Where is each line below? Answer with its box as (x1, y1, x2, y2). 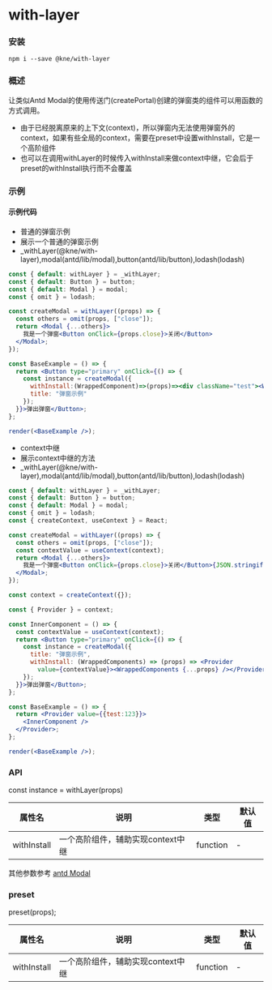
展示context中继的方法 (19, 452, 96, 463)
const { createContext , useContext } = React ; (8, 516, 168, 525)
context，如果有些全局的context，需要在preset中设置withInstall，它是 (19, 132, 253, 143)
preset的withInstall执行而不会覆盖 (19, 163, 133, 173)
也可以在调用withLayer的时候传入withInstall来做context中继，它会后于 (19, 152, 253, 163)
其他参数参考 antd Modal (8, 868, 91, 878)
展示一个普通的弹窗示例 (19, 237, 99, 246)
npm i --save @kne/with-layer (8, 55, 111, 63)
